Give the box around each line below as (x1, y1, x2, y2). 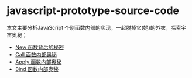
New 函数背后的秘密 (15, 44, 64, 51)
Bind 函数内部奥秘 (15, 65, 59, 72)
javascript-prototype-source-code (6, 4, 180, 17)
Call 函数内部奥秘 (15, 51, 57, 58)
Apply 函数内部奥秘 (15, 58, 62, 65)
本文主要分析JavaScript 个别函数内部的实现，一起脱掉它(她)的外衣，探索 (6, 24, 181, 31)
